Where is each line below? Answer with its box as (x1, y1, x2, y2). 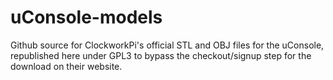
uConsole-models (10, 6, 163, 29)
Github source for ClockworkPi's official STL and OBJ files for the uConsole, (10, 39, 325, 51)
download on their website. (10, 60, 123, 72)
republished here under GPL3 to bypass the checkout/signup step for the (10, 49, 312, 61)
